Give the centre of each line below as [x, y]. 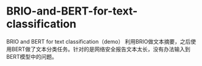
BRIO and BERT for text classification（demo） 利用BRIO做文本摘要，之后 [99, 41]
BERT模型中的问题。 [32, 56]
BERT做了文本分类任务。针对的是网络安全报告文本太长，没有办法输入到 [101, 49]
